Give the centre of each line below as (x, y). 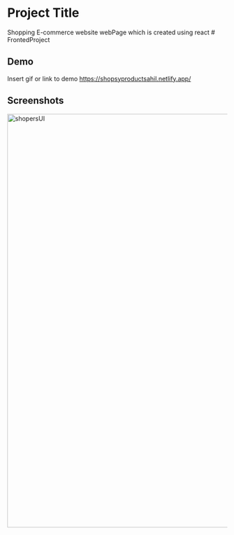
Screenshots (36, 100)
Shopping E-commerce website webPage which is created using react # (111, 32)
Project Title (43, 13)
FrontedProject (29, 39)
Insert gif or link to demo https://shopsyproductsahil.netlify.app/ (99, 78)
